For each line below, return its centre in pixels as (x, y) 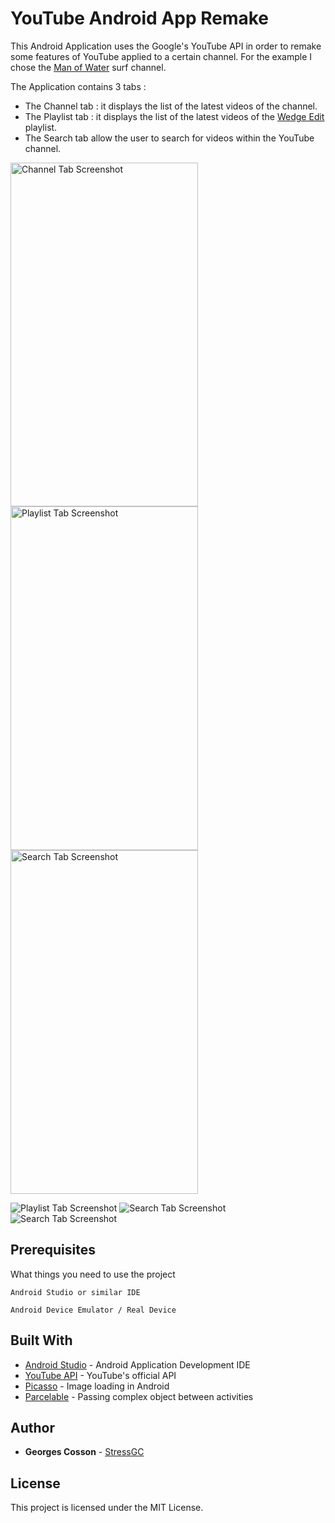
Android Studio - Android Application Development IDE (137, 1364)
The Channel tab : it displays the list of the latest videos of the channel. (171, 106)
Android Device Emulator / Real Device (93, 1310)
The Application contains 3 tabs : (78, 86)
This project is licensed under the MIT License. (107, 1508)
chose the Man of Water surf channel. (88, 67)
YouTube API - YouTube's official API (100, 1375)
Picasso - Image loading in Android (97, 1386)
